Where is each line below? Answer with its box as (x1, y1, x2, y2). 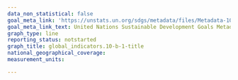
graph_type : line (7, 29, 59, 37)
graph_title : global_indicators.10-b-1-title (7, 43, 144, 50)
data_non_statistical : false (7, 10, 93, 18)
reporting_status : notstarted (7, 36, 97, 44)
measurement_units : (7, 56, 65, 63)
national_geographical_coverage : (7, 50, 106, 57)
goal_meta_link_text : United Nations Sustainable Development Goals (7, 23, 214, 30)
